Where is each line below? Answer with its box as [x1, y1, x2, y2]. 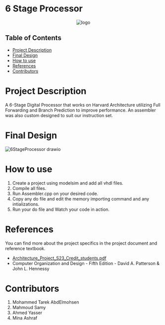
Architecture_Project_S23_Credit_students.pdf [12, 255, 107, 261]
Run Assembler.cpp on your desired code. [12, 191, 99, 196]
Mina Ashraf [12, 315, 38, 321]
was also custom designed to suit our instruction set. [5, 112, 113, 118]
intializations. [12, 201, 40, 207]
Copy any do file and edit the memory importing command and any [12, 195, 150, 201]
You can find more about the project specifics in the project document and [5, 240, 158, 246]
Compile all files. [12, 185, 47, 191]
